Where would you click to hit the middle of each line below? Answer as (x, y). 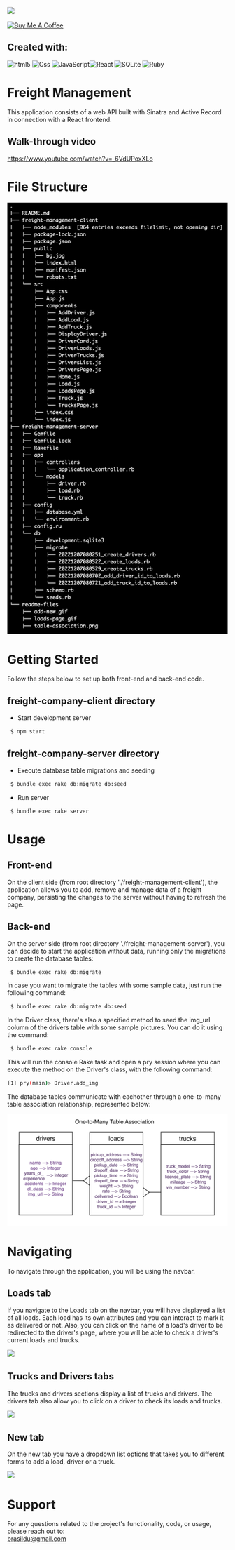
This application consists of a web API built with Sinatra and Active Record (114, 112)
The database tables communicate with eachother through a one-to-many (114, 1097)
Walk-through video (52, 141)
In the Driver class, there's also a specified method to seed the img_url (109, 1020)
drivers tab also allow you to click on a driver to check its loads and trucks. (115, 1401)
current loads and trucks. (44, 1339)
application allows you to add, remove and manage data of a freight (105, 889)
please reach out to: (36, 1531)
